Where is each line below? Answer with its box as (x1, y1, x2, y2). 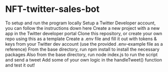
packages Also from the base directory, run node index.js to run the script (5, 51, 158, 58)
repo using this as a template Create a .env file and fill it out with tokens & (5, 36, 157, 42)
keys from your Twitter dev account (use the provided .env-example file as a (5, 41, 163, 47)
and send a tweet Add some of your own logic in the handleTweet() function (5, 57, 162, 63)
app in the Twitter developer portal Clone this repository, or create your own (5, 30, 162, 36)
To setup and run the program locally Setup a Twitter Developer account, (5, 20, 156, 26)
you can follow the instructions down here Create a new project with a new (5, 25, 160, 31)
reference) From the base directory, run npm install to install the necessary (5, 46, 159, 52)
